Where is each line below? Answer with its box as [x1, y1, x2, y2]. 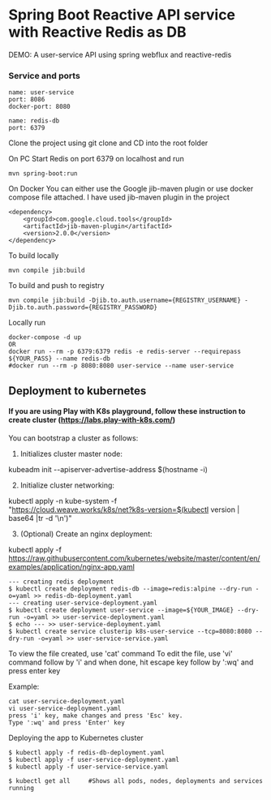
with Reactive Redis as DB [8, 23, 187, 41]
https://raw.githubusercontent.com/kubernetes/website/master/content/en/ [8, 553, 261, 563]
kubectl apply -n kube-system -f [8, 496, 118, 505]
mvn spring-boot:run [8, 170, 79, 178]
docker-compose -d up [8, 333, 82, 342]
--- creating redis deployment [8, 578, 114, 586]
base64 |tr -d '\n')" [8, 513, 72, 523]
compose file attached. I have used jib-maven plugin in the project [8, 192, 230, 202]
